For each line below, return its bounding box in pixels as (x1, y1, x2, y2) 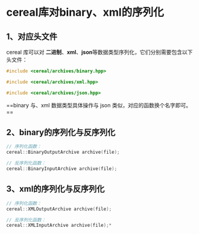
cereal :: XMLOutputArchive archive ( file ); (6, 206, 112, 212)
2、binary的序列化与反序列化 (6, 127, 116, 138)
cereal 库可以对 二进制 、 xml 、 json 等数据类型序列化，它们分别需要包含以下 (6, 49, 193, 55)
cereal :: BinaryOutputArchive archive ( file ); (6, 149, 120, 156)
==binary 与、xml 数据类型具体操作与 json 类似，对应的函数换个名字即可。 (6, 101, 192, 109)
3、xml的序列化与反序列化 (6, 184, 105, 194)
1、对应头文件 (6, 31, 58, 42)
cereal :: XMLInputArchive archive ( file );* (6, 223, 112, 229)
